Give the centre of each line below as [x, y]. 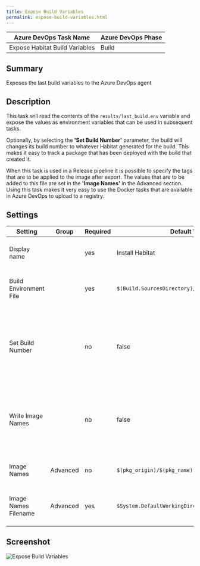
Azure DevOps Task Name [52, 38]
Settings [22, 215]
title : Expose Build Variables [45, 12]
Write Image [26, 416]
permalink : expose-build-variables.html [57, 17]
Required [98, 231]
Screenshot [28, 542]
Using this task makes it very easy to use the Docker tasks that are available [99, 190]
